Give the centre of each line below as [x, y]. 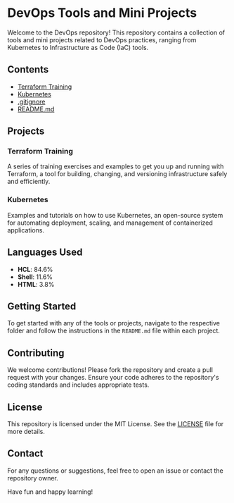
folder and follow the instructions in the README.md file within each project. [113, 331]
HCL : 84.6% [35, 269]
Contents [28, 69]
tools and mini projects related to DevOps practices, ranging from [102, 39]
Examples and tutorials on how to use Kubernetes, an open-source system [115, 215]
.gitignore [31, 101]
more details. [26, 431]
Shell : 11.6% [35, 277]
